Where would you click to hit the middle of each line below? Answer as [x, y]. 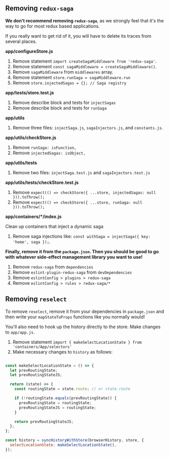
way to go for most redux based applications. [53, 26]
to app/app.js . [20, 332]
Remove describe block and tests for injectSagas [64, 102]
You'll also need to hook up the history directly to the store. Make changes [83, 327]
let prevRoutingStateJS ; [36, 375]
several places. [21, 41]
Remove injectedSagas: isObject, [49, 153]
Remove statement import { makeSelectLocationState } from [77, 342]
